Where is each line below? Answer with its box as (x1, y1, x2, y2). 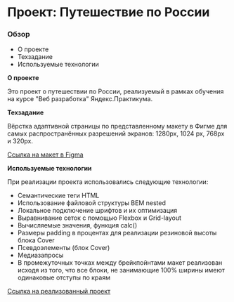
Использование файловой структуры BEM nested (17, 199, 167, 207)
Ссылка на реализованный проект (7, 287, 111, 296)
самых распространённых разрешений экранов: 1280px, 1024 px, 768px (7, 129, 225, 138)
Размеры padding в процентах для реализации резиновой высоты (17, 229, 217, 237)
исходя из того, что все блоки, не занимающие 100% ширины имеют (17, 266, 226, 275)
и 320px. (7, 137, 34, 145)
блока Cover (17, 236, 55, 244)
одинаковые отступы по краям (17, 273, 111, 282)
